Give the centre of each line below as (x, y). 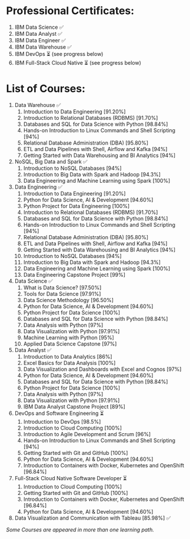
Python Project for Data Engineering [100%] (76, 206)
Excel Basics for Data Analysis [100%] (69, 363)
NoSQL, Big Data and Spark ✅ (51, 161)
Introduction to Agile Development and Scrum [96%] (87, 434)
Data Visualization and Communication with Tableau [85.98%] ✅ (93, 518)
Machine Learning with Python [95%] (69, 337)
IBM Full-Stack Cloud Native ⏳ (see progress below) (78, 62)
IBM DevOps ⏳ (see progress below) (59, 53)
